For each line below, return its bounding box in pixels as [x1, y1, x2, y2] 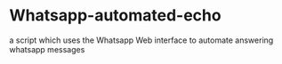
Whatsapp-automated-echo [9, 5, 222, 26]
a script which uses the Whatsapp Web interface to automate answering [9, 35, 274, 45]
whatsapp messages [9, 44, 85, 54]
